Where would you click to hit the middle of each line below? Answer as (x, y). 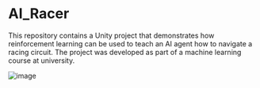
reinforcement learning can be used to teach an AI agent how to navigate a (130, 43)
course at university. (42, 60)
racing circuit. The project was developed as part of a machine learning (125, 52)
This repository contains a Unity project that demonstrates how (111, 35)
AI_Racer (39, 14)
